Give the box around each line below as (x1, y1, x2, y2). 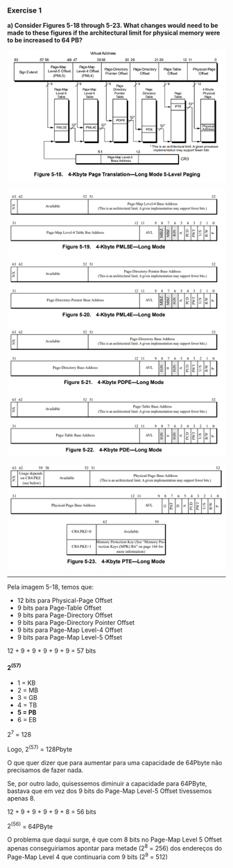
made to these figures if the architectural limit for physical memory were (7, 28, 221, 37)
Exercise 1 (7, 6, 42, 15)
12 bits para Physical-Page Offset (17, 596, 113, 604)
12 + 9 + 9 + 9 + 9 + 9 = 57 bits (7, 646, 96, 655)
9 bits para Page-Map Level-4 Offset (17, 626, 123, 634)
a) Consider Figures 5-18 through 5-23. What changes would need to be (7, 22, 218, 30)
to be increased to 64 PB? (7, 36, 83, 44)
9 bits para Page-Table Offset (17, 603, 102, 612)
